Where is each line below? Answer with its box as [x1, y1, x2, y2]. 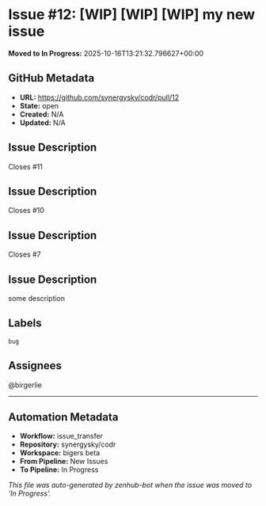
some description [8, 294, 66, 302]
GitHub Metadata [8, 71, 95, 85]
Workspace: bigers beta [19, 448, 101, 458]
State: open [19, 101, 59, 110]
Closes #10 [8, 206, 45, 215]
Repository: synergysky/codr [19, 439, 116, 449]
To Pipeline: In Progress [19, 465, 99, 474]
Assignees [8, 359, 62, 373]
